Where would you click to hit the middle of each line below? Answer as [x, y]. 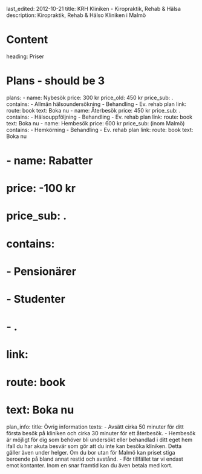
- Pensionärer [41, 271]
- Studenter [36, 299]
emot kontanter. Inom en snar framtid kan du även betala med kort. [90, 465]
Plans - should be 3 [56, 81]
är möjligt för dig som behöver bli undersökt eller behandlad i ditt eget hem [99, 439]
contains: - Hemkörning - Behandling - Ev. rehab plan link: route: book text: [100, 130]
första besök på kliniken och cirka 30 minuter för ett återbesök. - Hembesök [101, 433]
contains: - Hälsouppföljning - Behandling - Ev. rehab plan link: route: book [99, 117]
